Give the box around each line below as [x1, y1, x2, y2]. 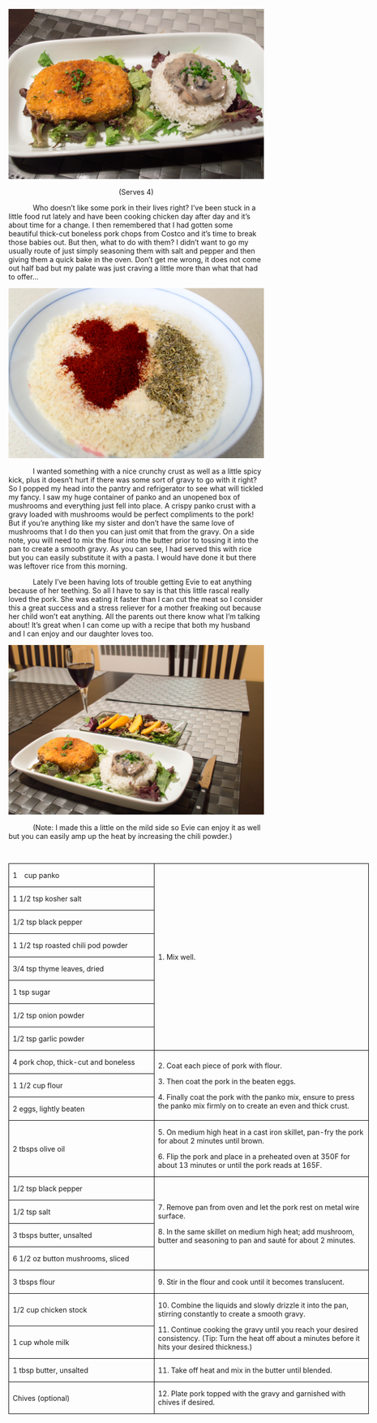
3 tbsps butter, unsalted [12, 1231, 92, 1240]
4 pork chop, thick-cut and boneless [12, 1058, 135, 1067]
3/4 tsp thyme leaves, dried [12, 964, 105, 974]
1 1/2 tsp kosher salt [12, 894, 83, 904]
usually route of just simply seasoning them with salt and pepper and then [8, 246, 255, 256]
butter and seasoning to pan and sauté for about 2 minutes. [157, 1235, 356, 1245]
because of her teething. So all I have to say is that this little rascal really [8, 586, 250, 595]
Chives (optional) [12, 1393, 71, 1403]
